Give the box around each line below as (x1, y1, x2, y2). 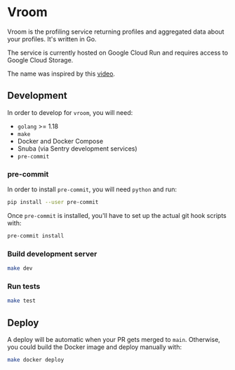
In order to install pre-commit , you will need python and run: (7, 185, 177, 193)
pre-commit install (7, 232, 65, 239)
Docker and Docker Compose (17, 137, 104, 145)
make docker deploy (7, 356, 65, 363)
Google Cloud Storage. (7, 55, 74, 64)
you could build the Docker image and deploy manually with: (7, 343, 182, 351)
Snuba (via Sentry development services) (17, 144, 138, 153)
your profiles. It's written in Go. (7, 34, 97, 43)
